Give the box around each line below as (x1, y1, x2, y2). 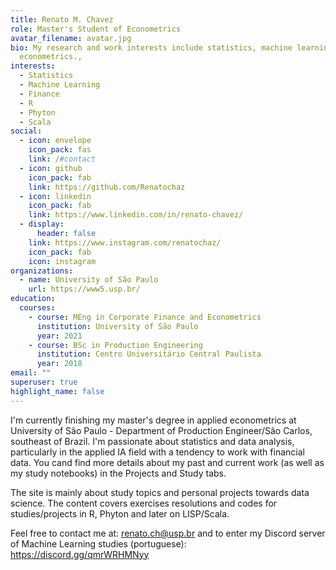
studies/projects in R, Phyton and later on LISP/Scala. (10, 507, 230, 520)
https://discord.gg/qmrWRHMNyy (10, 548, 150, 560)
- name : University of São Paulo (19, 275, 159, 285)
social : (10, 126, 43, 136)
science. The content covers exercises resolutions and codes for (10, 497, 278, 509)
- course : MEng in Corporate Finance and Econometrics (28, 312, 262, 322)
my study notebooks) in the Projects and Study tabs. (10, 467, 227, 479)
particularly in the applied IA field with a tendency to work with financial (10, 446, 305, 458)
